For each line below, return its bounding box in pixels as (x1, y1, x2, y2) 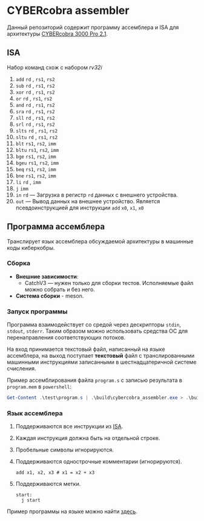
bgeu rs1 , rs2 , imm (15, 159, 59, 166)
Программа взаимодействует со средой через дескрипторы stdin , (7, 321, 181, 329)
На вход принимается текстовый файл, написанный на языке (7, 346, 165, 353)
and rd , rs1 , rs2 (15, 101, 55, 108)
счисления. (7, 365, 36, 372)
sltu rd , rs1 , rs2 (15, 133, 58, 140)
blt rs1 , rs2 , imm (15, 140, 56, 147)
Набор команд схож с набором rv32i (7, 64, 102, 71)
